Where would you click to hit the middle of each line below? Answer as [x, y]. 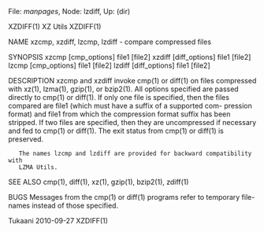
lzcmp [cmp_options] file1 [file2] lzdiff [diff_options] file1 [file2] [109, 65]
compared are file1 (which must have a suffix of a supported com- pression [130, 106]
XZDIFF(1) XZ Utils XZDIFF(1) [55, 26]
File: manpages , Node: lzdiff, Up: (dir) [69, 11]
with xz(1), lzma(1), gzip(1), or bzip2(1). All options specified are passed [123, 89]
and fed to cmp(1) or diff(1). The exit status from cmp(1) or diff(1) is [116, 131]
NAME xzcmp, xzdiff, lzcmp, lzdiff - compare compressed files [110, 42]
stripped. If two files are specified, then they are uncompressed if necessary [132, 122]
